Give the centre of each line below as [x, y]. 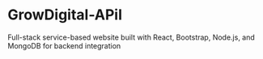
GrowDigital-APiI [65, 15]
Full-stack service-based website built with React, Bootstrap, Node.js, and [131, 37]
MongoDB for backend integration [64, 45]
